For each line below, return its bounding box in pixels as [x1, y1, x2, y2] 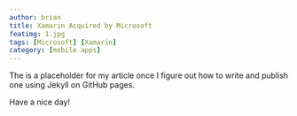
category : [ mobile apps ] [9, 46, 101, 55]
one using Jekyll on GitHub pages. [9, 80, 136, 90]
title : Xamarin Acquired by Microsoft [9, 21, 152, 30]
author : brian [9, 12, 62, 22]
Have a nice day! [9, 97, 71, 107]
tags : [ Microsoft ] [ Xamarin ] [9, 37, 117, 47]
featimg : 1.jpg [9, 29, 66, 38]
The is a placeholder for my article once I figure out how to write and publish [9, 70, 289, 81]
